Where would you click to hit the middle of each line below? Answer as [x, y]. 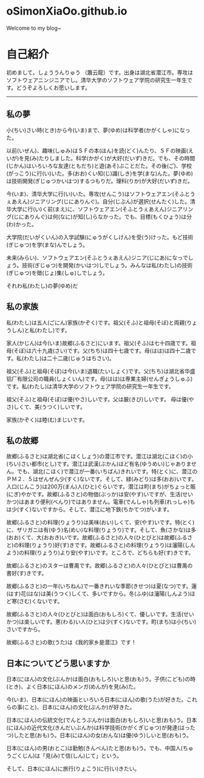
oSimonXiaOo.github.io [67, 11]
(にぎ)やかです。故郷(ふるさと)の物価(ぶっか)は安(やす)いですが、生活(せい [100, 494]
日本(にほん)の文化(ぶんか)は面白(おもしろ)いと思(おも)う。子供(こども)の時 [101, 679]
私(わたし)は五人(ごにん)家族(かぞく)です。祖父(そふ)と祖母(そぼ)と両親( [97, 322]
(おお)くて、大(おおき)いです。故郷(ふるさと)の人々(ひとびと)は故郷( [92, 537]
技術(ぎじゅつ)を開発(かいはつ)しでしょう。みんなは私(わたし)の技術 [107, 265]
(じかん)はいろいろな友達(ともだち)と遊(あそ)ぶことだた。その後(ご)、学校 [99, 166]
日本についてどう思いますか [58, 663]
